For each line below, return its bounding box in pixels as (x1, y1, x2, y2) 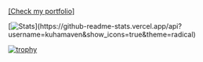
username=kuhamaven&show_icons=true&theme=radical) (8, 30, 196, 39)
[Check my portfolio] (8, 7, 75, 15)
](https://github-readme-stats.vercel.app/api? (34, 22, 183, 30)
